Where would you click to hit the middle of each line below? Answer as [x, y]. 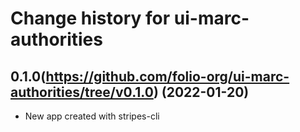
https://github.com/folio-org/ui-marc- [167, 76]
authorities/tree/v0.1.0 [82, 92]
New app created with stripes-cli [92, 116]
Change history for [90, 18]
